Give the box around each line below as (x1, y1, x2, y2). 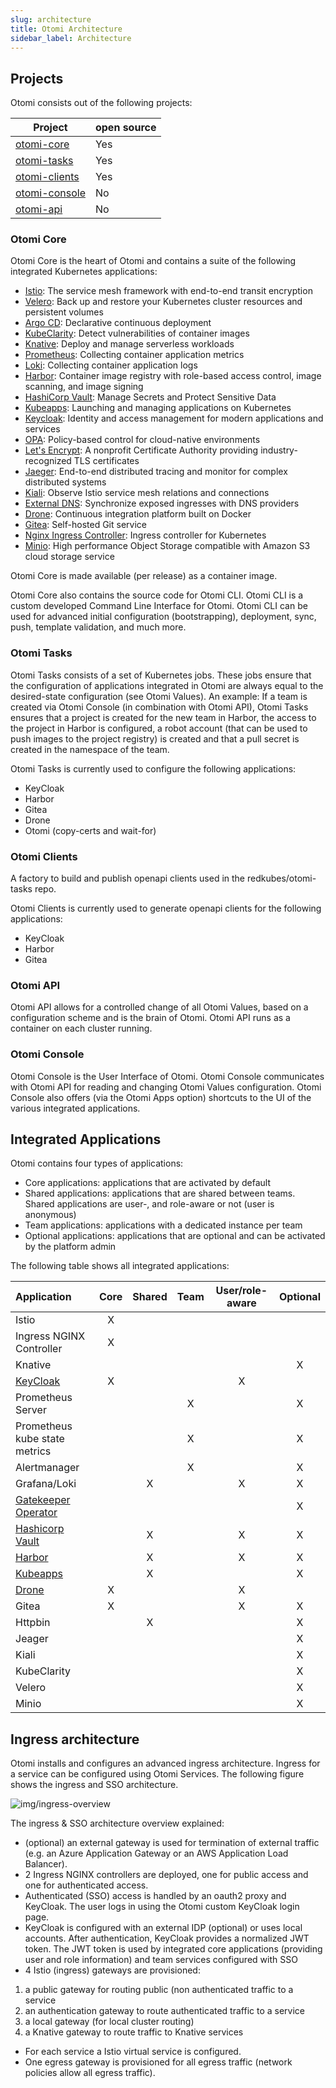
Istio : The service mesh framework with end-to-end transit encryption (24, 285, 313, 297)
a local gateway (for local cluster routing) (24, 2016, 195, 2028)
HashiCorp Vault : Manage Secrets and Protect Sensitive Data (24, 391, 277, 403)
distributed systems (24, 476, 107, 488)
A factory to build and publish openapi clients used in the (10, 872, 246, 885)
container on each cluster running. (10, 1022, 153, 1035)
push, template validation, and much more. (10, 621, 187, 633)
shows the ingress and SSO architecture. (10, 1779, 179, 1791)
